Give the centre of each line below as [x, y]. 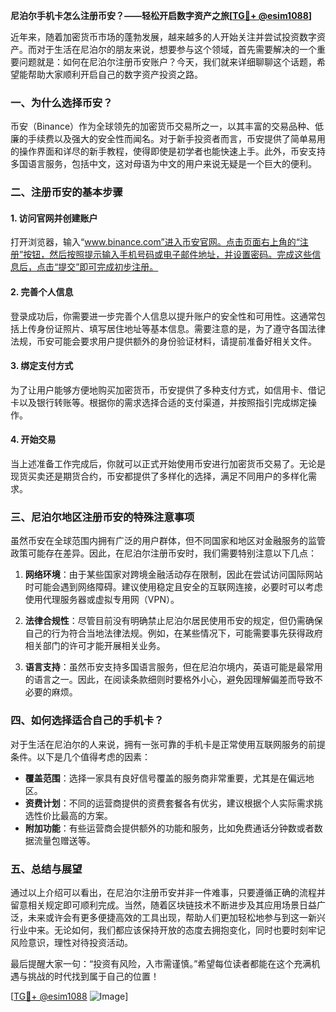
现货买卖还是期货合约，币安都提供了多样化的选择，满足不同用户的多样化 [159, 476]
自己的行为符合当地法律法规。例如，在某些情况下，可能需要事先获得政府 [173, 633]
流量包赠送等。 [64, 840]
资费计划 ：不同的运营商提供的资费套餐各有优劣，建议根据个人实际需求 [169, 803]
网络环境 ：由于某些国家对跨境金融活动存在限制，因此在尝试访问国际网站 [173, 575]
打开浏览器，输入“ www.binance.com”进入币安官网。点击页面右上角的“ [155, 242]
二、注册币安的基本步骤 [66, 192]
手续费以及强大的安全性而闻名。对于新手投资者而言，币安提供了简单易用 [176, 139]
